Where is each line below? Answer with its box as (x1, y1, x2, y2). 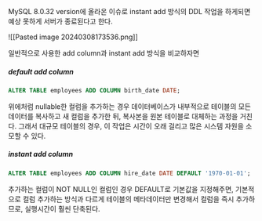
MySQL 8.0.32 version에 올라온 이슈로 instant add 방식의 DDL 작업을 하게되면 (8, 7, 251, 16)
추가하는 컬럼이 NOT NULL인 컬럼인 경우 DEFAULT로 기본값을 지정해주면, (8, 184, 234, 194)
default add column (8, 67, 75, 76)
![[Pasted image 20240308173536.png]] (8, 32, 139, 42)
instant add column (8, 150, 73, 159)
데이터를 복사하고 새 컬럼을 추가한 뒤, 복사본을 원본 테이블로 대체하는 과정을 (8, 111, 238, 121)
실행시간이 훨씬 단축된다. (24, 204, 100, 213)
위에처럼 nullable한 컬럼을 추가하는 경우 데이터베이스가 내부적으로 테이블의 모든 (8, 101, 251, 111)
